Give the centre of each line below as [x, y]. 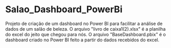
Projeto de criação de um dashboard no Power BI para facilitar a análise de [84, 23]
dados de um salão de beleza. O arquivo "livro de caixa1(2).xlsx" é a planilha [86, 29]
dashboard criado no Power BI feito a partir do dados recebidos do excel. [82, 40]
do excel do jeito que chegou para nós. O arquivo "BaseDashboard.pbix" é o [86, 34]
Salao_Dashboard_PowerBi [64, 9]
